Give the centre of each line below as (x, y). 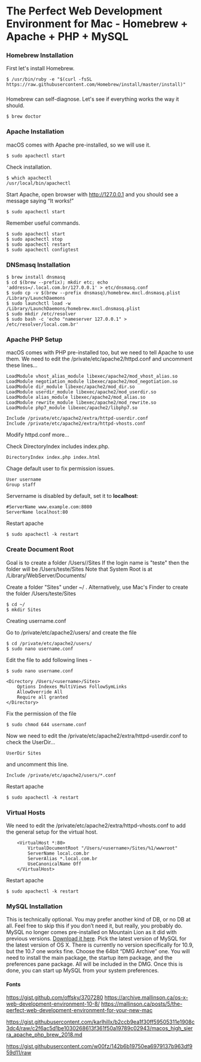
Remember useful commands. (43, 223)
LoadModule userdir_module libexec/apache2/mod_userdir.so (81, 392)
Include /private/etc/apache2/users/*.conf (61, 775)
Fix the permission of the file (41, 714)
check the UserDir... (31, 742)
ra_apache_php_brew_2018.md (44, 1035)
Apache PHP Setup (34, 339)
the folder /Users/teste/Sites (41, 593)
